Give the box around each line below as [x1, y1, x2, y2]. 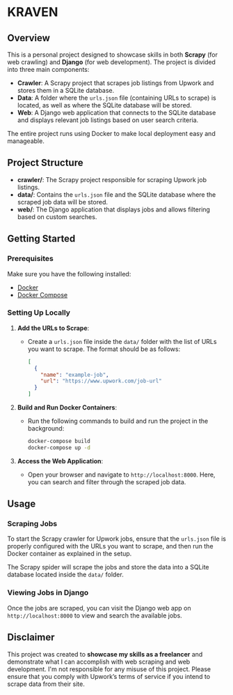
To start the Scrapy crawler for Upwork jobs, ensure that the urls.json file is [7, 535, 226, 543]
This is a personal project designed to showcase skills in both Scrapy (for [7, 50, 218, 59]
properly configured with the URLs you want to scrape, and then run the [7, 542, 214, 551]
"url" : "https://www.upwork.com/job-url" [40, 378, 162, 384]
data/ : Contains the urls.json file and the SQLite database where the [17, 190, 216, 199]
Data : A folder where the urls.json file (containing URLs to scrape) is [17, 94, 217, 102]
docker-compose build [27, 438, 90, 445]
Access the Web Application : [17, 456, 104, 465]
